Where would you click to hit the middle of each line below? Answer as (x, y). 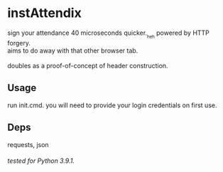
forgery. (19, 43)
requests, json (28, 144)
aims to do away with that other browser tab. (73, 50)
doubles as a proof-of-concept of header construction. (88, 66)
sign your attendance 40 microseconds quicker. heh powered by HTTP (108, 34)
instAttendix (44, 13)
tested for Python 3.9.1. (41, 161)
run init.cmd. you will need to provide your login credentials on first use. (112, 105)
